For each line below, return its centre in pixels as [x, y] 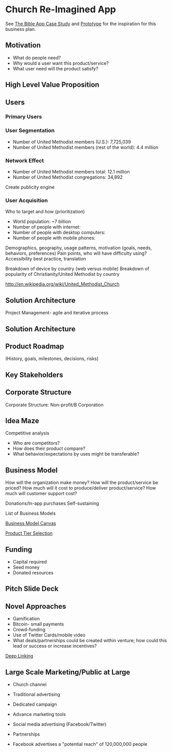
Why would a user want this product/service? [61, 63]
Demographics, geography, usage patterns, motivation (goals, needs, [79, 248]
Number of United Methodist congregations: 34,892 [68, 177]
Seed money [26, 567]
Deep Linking [19, 656]
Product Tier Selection [29, 533]
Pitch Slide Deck [32, 589]
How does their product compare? [49, 448]
